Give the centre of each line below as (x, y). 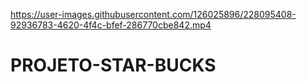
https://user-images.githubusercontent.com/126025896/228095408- (153, 14)
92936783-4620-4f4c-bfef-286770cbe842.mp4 (111, 25)
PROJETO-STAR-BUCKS (113, 65)
